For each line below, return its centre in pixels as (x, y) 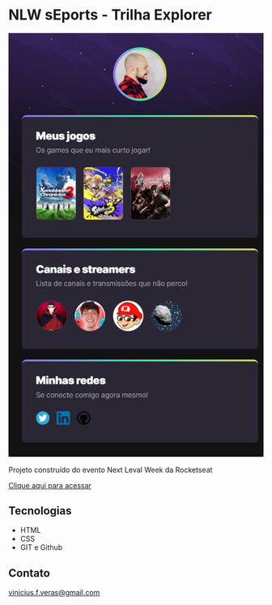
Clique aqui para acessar (50, 485)
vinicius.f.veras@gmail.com (54, 593)
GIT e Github (41, 547)
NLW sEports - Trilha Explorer (110, 15)
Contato (29, 573)
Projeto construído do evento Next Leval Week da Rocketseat (110, 470)
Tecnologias (40, 511)
